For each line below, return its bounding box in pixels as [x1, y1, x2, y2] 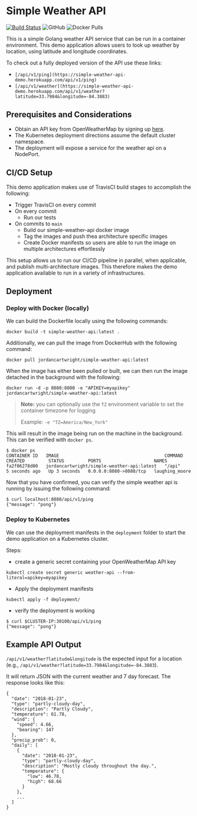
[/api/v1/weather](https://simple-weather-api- [14, 83, 134, 89]
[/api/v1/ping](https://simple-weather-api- [14, 72, 126, 78]
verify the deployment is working [14, 607, 95, 614]
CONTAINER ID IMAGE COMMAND [6, 453, 183, 459]
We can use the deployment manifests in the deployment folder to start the [6, 528, 186, 536]
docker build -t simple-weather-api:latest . [6, 329, 120, 335]
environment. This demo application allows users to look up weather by [6, 41, 180, 49]
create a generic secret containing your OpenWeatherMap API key [14, 558, 176, 565]
